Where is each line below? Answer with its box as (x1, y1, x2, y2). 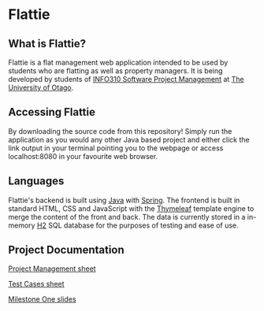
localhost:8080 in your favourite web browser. (8, 151, 158, 161)
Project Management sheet (8, 264, 96, 273)
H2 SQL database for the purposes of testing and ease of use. (36, 220, 239, 230)
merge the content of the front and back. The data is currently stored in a (8, 212, 246, 221)
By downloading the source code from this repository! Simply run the (8, 126, 232, 135)
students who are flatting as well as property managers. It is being (8, 66, 223, 76)
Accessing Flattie (8, 106, 96, 119)
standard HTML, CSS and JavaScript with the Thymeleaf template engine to (8, 203, 255, 213)
